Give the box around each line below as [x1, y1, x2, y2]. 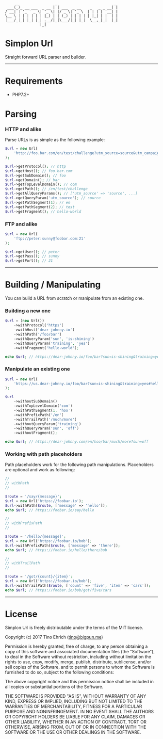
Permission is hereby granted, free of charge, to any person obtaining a [5, 643, 148, 649]
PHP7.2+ [12, 91, 30, 97]
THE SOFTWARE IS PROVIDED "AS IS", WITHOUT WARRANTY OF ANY [5, 693, 147, 699]
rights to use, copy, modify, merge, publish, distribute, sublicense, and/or [5, 659, 151, 665]
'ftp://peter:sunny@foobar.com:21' [14, 236, 86, 241]
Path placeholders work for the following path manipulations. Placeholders [5, 462, 154, 467]
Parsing [5, 109, 37, 120]
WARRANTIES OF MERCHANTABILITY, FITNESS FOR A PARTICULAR [5, 703, 142, 709]
